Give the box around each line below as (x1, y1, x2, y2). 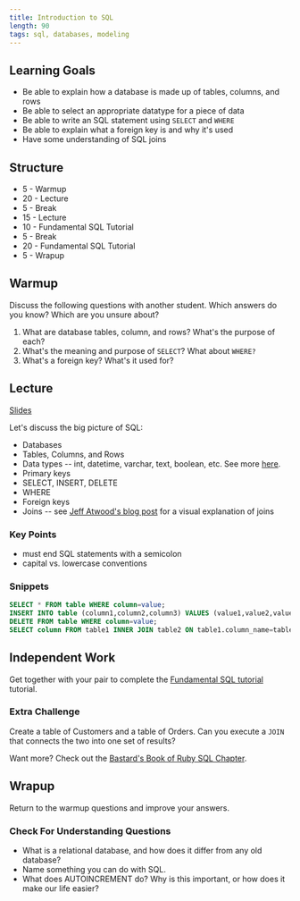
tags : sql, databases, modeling (9, 29, 129, 38)
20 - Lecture (21, 193, 69, 204)
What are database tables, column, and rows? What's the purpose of (21, 326, 275, 337)
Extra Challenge (9, 705, 80, 718)
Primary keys (21, 467, 71, 478)
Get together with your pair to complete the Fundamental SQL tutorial (9, 674, 263, 685)
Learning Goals (9, 63, 96, 78)
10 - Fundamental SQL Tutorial (21, 222, 134, 232)
